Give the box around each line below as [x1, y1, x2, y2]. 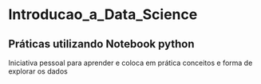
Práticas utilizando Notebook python [8, 37, 195, 51]
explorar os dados [8, 67, 68, 76]
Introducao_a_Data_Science [8, 6, 198, 24]
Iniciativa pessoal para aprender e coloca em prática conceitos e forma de [8, 58, 253, 67]
